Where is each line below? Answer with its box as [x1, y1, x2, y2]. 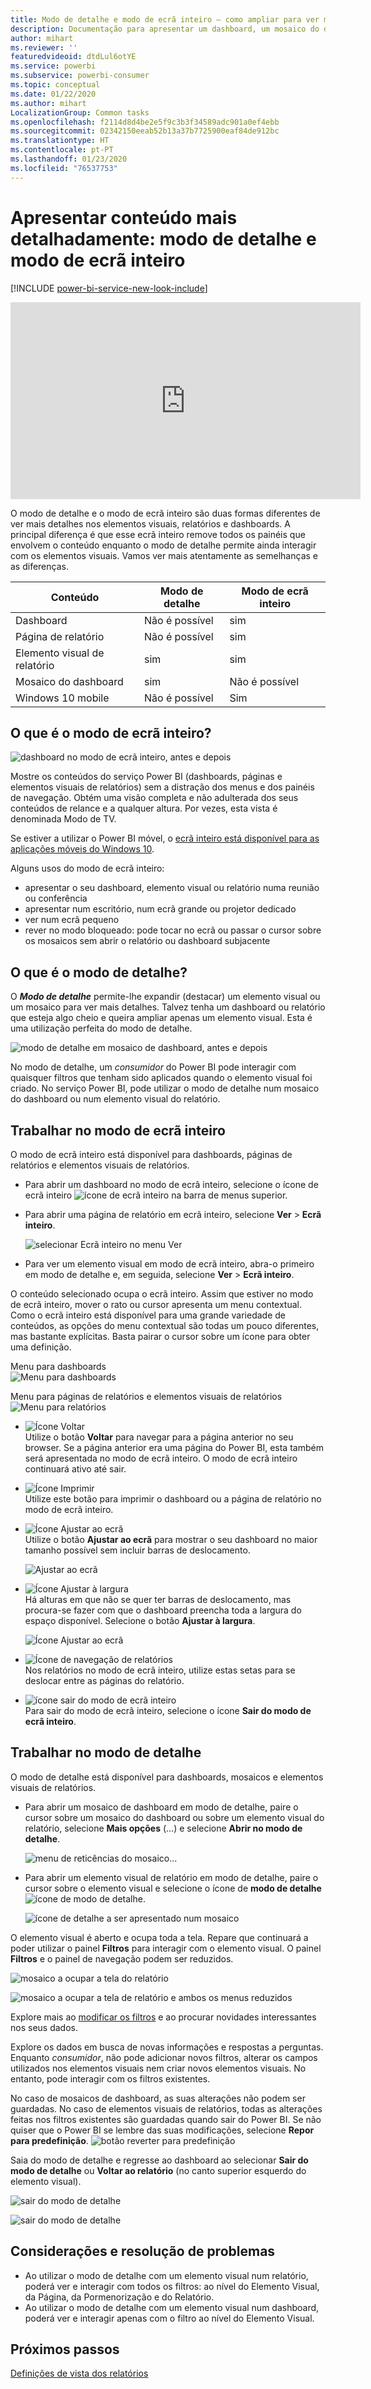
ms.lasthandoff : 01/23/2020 [10, 154, 128, 164]
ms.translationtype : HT [10, 136, 110, 146]
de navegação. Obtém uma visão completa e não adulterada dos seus [10, 792, 299, 804]
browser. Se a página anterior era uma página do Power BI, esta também [24, 1442, 324, 1453]
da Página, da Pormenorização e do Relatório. [24, 2291, 215, 2303]
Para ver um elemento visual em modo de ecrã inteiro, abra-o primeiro [24, 1258, 315, 1270]
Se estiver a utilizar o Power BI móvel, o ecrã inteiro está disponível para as [10, 832, 320, 845]
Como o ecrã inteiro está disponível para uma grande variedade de [10, 1309, 286, 1321]
